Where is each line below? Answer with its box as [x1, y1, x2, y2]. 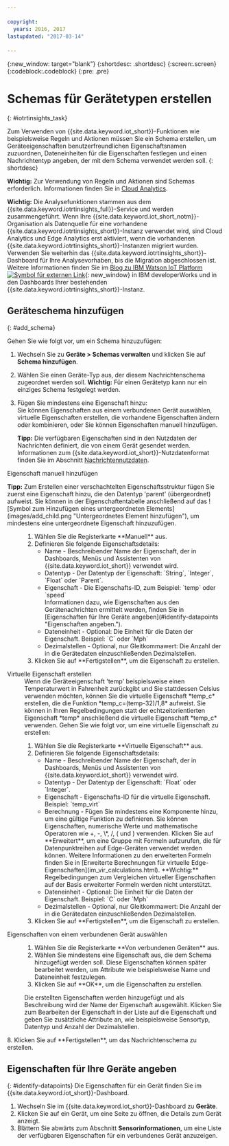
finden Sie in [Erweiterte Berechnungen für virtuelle [44, 858, 190, 866]
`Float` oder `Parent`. [44, 576, 104, 584]
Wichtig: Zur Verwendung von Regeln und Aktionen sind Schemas [7, 177, 195, 186]
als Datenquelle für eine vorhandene [44, 220, 147, 228]
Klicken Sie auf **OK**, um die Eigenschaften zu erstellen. [34, 980, 204, 988]
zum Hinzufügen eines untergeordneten [32, 504, 145, 512]
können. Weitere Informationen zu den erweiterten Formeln [44, 851, 212, 859]
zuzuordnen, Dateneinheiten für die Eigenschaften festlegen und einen [7, 149, 207, 157]
